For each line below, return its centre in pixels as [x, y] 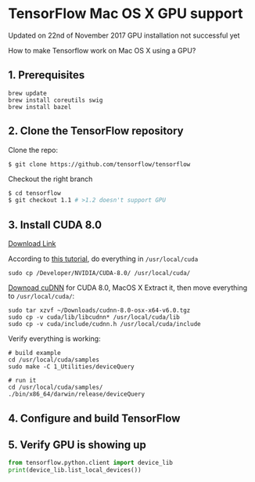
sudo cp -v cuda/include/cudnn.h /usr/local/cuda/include [104, 324]
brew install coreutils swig [56, 100]
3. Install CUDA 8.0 [55, 225]
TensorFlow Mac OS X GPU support [126, 14]
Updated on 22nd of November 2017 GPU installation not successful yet [124, 35]
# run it [22, 381]
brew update [27, 93]
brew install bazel [40, 107]
